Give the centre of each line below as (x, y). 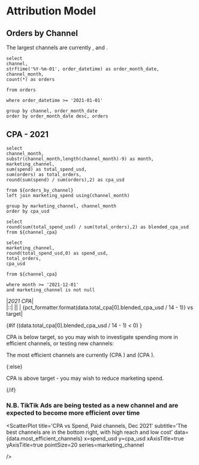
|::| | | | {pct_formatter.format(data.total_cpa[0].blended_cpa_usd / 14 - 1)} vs (100, 307)
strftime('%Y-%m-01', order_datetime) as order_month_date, (83, 69)
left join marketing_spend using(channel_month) (68, 195)
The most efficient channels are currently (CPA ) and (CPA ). (80, 355)
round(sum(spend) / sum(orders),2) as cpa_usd (65, 180)
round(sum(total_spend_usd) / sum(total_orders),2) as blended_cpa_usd (97, 227)
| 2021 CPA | (20, 301)
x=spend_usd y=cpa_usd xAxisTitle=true (134, 439)
